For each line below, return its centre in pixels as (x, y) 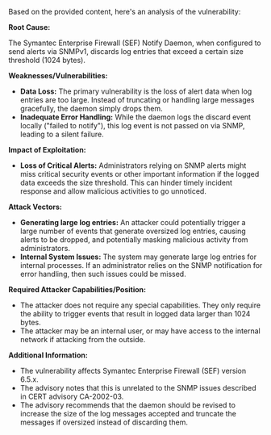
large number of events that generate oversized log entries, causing (133, 231)
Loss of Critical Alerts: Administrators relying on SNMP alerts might (133, 165)
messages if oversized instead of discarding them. (104, 422)
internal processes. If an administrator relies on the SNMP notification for (141, 265)
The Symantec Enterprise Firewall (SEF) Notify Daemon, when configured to (135, 43)
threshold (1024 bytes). (47, 60)
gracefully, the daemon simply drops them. (91, 109)
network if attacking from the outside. (83, 339)
